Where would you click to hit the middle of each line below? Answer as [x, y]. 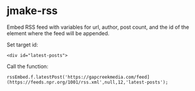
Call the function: [28, 66]
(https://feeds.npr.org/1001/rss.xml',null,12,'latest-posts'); [87, 82]
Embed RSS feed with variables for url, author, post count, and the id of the [98, 27]
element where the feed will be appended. [58, 33]
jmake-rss [32, 11]
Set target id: [22, 45]
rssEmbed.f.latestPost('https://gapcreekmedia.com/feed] [78, 77]
